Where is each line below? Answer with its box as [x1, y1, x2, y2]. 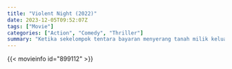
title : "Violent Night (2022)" [7, 10, 97, 17]
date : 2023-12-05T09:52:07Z [7, 17, 88, 23]
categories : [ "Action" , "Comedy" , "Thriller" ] [7, 29, 144, 37]
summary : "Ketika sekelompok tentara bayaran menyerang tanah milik [7, 36, 209, 43]
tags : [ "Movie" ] [7, 23, 54, 30]
